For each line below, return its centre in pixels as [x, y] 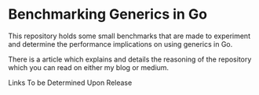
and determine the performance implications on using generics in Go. [120, 44]
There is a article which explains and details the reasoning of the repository [130, 59]
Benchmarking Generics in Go [108, 14]
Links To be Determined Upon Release [70, 83]
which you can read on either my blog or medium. [89, 67]
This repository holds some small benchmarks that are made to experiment [129, 36]
